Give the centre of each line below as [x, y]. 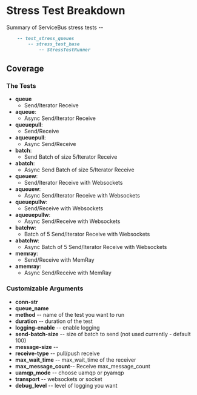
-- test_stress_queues [46, 38]
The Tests [21, 85]
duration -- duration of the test [54, 321]
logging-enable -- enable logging [57, 327]
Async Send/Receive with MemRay [68, 273]
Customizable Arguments [45, 288]
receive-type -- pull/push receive [57, 353]
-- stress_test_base [54, 44]
